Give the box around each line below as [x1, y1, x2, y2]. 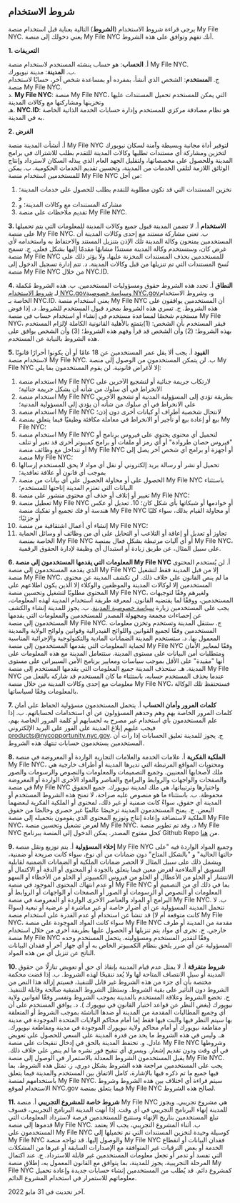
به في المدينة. [8, 113, 45, 121]
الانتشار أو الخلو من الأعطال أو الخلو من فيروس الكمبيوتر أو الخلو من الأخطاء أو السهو [8, 872, 234, 881]
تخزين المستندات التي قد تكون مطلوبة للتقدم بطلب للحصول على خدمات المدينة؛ [18, 185, 232, 194]
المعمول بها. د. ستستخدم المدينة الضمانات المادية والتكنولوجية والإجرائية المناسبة [8, 634, 221, 642]
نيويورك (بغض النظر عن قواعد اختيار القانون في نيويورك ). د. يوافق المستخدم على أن [8, 1000, 233, 1009]
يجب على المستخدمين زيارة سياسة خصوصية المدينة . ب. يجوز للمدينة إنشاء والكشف [8, 603, 229, 612]
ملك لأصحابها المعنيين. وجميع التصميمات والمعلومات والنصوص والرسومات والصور [8, 767, 224, 776]
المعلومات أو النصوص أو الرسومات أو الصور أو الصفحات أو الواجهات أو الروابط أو [8, 887, 222, 896]
